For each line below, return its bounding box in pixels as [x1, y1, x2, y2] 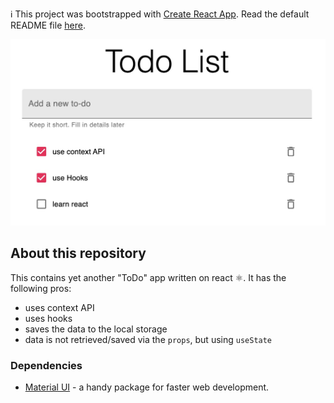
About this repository [10, 245, 147, 262]
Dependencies [10, 358, 83, 372]
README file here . [10, 19, 86, 31]
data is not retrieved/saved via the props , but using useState [24, 333, 273, 345]
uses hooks [24, 312, 73, 324]
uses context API [24, 301, 95, 313]
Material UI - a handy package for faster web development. [24, 381, 270, 393]
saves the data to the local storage [24, 323, 168, 335]
